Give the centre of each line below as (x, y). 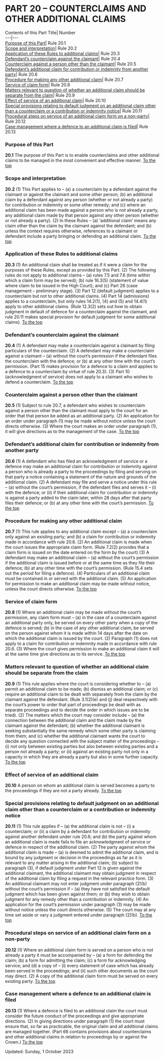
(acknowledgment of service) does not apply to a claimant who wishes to (79, 377)
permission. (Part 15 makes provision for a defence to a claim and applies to (82, 366)
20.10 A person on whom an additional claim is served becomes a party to (80, 785)
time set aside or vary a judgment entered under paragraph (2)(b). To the (79, 915)
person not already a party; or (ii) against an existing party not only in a (77, 752)
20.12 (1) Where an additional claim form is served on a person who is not (79, 950)
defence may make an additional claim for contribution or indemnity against (81, 466)
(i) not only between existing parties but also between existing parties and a (82, 746)
